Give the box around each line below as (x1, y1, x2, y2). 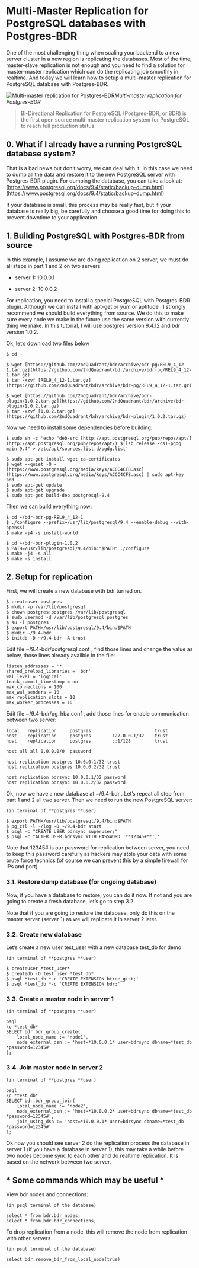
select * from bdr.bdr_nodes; (6, 1213, 81, 1219)
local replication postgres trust (6, 728, 168, 734)
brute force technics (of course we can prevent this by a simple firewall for (6, 857, 188, 864)
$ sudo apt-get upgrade (6, 487, 65, 493)
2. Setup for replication (6, 571, 93, 582)
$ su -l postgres (6, 619, 49, 626)
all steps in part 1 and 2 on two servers (6, 262, 101, 269)
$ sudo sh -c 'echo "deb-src (6, 435, 78, 441)
